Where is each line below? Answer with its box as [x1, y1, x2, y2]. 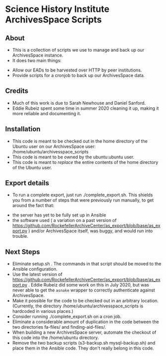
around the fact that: [12, 203, 55, 209]
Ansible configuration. [12, 266, 58, 272]
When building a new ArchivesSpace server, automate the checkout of [12, 329, 157, 336]
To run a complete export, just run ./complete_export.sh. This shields [12, 192, 153, 198]
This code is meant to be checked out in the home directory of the [12, 138, 148, 144]
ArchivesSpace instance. [12, 52, 63, 58]
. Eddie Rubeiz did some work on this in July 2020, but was [28, 282, 150, 288]
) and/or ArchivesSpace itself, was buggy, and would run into [28, 228, 153, 234]
